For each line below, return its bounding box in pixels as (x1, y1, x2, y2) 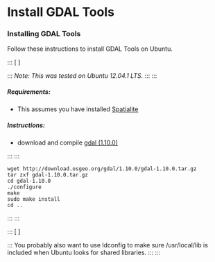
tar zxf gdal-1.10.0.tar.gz (7, 172, 89, 179)
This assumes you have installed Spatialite (17, 105, 139, 113)
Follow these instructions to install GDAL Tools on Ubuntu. (7, 44, 173, 53)
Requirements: (7, 88, 51, 96)
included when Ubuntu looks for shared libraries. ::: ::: (7, 248, 161, 257)
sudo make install (7, 196, 60, 203)
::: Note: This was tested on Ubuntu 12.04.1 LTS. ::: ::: (7, 72, 157, 80)
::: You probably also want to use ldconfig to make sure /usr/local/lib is (7, 241, 208, 249)
